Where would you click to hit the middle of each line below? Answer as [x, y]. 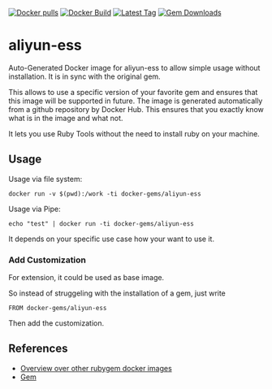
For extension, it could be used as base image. [86, 278]
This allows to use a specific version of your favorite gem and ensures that [133, 92]
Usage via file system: [45, 179]
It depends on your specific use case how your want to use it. [112, 239]
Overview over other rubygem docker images [96, 368]
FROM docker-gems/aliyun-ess [58, 309]
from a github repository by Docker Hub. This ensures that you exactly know [136, 109]
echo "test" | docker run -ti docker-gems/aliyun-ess [101, 223]
